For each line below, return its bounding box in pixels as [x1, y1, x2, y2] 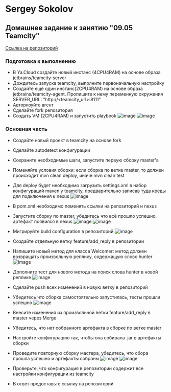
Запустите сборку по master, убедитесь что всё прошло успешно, [12, 213, 157, 219]
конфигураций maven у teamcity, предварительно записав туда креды [12, 188, 166, 194]
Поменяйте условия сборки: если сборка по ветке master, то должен [12, 167, 164, 173]
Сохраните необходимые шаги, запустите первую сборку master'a [12, 157, 159, 163]
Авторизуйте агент [12, 102, 54, 108]
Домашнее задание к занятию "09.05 [5, 24, 133, 32]
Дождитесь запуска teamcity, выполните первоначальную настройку [12, 80, 165, 86]
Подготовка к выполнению [5, 57, 76, 64]
